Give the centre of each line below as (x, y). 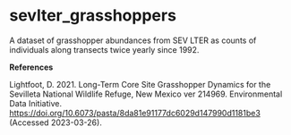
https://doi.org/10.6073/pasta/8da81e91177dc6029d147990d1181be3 (135, 113)
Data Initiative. (36, 103)
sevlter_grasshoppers (93, 16)
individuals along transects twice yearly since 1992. (104, 49)
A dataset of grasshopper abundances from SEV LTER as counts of (133, 40)
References (31, 67)
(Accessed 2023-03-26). (56, 122)
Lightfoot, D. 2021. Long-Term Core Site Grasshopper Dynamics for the (140, 84)
